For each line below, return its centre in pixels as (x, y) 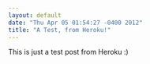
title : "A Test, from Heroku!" (60, 30)
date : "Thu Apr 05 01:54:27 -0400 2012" (76, 23)
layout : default (35, 15)
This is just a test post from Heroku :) (68, 52)
